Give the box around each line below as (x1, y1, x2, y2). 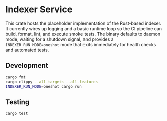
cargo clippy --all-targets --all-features (5, 79, 98, 84)
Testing (5, 98, 30, 106)
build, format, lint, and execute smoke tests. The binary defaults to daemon (5, 31, 161, 37)
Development (5, 61, 49, 70)
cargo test (5, 111, 28, 116)
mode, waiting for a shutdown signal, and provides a (5, 36, 114, 42)
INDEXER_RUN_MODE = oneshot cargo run (5, 84, 82, 89)
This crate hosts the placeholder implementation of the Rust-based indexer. (5, 20, 162, 26)
